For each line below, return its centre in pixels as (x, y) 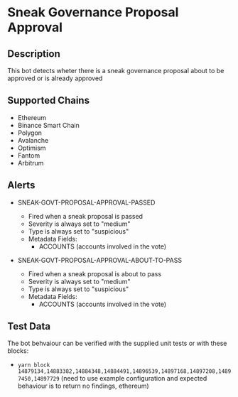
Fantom (29, 155)
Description (34, 54)
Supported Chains (49, 100)
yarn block (34, 365)
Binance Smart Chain (48, 125)
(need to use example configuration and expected (134, 379)
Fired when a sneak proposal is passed (86, 216)
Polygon (30, 133)
